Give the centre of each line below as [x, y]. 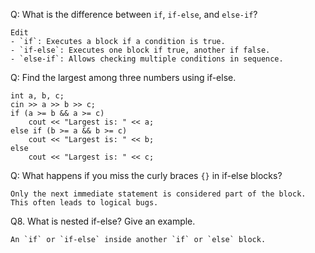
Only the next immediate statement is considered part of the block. [158, 194]
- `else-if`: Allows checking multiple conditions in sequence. [147, 59]
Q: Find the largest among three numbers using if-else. [123, 77]
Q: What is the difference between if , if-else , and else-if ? [134, 14]
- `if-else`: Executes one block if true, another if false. [140, 50]
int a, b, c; [37, 96]
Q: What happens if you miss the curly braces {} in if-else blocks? [146, 175]
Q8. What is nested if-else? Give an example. [103, 221]
